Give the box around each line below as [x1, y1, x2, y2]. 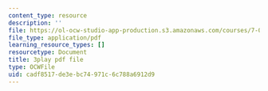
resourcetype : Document [8, 48, 88, 56]
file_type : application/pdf [8, 33, 102, 42]
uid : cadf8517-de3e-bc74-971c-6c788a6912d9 [8, 70, 156, 78]
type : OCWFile [8, 63, 56, 71]
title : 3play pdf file [8, 56, 84, 64]
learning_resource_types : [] [8, 41, 105, 49]
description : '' [8, 19, 62, 27]
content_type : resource [8, 11, 88, 20]
